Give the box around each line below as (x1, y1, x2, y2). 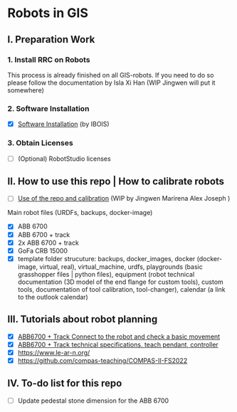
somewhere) (7, 85, 45, 94)
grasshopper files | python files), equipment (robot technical (17, 270, 195, 278)
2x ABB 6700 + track (17, 238, 80, 247)
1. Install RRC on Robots (7, 55, 90, 65)
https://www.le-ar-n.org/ (17, 348, 90, 356)
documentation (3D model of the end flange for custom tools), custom (17, 278, 224, 286)
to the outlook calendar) (17, 292, 89, 301)
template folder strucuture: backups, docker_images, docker (17, 254, 196, 263)
